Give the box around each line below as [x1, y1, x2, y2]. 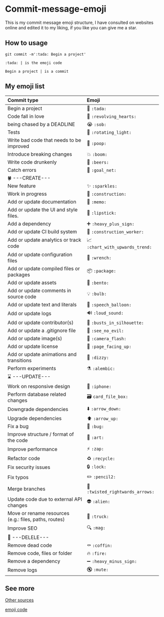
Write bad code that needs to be [7, 137, 82, 144]
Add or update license [7, 343, 59, 350]
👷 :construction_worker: [87, 228, 144, 235]
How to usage [5, 39, 48, 47]
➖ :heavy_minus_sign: [87, 557, 137, 564]
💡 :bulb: [87, 290, 107, 297]
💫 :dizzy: [87, 354, 109, 361]
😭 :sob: [87, 121, 107, 127]
